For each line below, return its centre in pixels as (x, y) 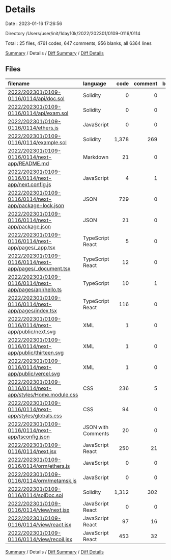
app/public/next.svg (32, 331)
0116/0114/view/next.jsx (39, 510)
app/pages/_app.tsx (32, 247)
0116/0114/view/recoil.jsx (40, 539)
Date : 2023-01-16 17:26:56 (34, 23)
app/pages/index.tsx (33, 310)
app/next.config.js (30, 184)
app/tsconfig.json (29, 437)
